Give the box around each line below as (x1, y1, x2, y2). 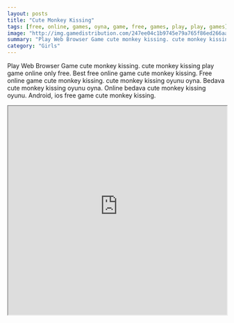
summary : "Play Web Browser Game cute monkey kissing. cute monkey (7, 36, 207, 43)
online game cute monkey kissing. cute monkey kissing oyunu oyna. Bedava (7, 77, 225, 84)
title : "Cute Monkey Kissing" (7, 17, 95, 24)
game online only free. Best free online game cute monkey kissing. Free (7, 69, 212, 77)
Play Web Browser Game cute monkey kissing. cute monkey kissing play (7, 62, 214, 70)
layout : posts (7, 10, 49, 17)
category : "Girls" (7, 42, 60, 49)
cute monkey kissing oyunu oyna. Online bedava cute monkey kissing (7, 84, 206, 92)
